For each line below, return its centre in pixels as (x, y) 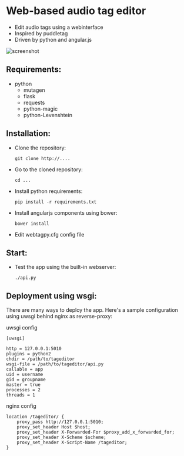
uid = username (25, 375)
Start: (17, 253)
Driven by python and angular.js (53, 39)
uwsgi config (22, 328)
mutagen (34, 90)
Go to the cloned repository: (49, 169)
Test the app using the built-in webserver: (65, 267)
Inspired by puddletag (41, 33)
